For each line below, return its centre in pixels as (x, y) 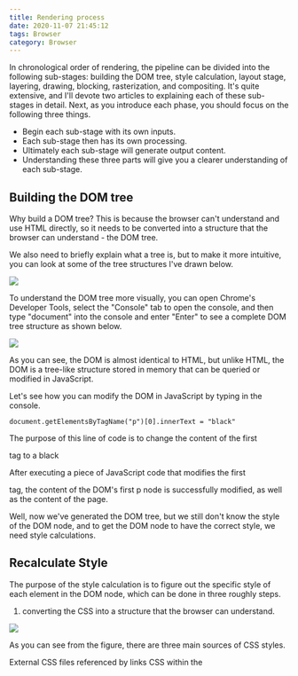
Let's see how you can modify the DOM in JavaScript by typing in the (136, 397)
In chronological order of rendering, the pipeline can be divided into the (140, 67)
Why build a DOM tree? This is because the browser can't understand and (145, 219)
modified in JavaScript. (51, 379)
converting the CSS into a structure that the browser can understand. (148, 611)
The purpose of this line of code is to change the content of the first (133, 438)
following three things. (50, 114)
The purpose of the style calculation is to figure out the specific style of (140, 584)
